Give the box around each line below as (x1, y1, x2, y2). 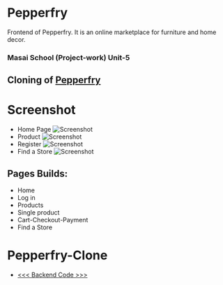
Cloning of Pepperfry (7, 75, 101, 86)
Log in (17, 194, 36, 201)
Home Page (17, 125, 52, 134)
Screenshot (7, 102, 76, 118)
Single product (17, 208, 60, 217)
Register (17, 140, 42, 148)
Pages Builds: (7, 167, 68, 179)
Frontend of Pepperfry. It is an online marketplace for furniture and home (7, 28, 217, 36)
